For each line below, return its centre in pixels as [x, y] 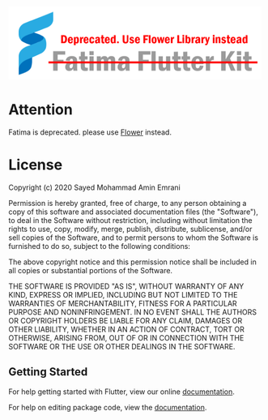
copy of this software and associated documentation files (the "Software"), [134, 212]
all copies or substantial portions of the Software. [90, 270]
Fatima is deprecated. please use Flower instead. [90, 132]
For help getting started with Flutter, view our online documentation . [121, 392]
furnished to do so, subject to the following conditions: [99, 246]
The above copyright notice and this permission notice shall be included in [132, 262]
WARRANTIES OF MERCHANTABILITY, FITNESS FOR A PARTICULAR [123, 303]
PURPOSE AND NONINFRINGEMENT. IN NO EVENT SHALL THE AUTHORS [133, 312]
